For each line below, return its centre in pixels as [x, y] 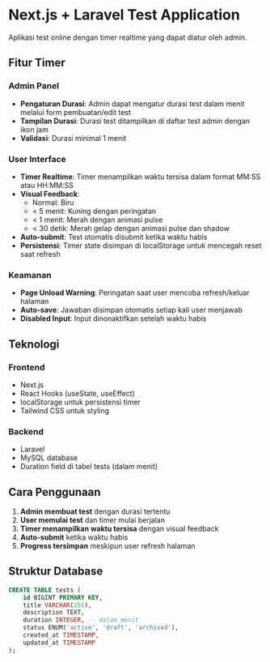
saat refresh [40, 254]
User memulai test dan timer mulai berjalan [93, 520]
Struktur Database [56, 572]
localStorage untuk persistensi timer [80, 402]
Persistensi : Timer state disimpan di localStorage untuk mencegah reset [141, 246]
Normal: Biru [53, 202]
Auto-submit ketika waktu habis [74, 537]
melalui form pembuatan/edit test [76, 112]
